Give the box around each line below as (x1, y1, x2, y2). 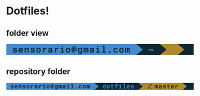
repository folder (6, 67, 70, 77)
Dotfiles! (6, 4, 49, 18)
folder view (6, 28, 49, 38)
